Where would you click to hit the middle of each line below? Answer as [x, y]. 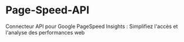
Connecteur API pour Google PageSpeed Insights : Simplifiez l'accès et [92, 26]
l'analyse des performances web [45, 32]
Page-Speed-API [47, 10]
